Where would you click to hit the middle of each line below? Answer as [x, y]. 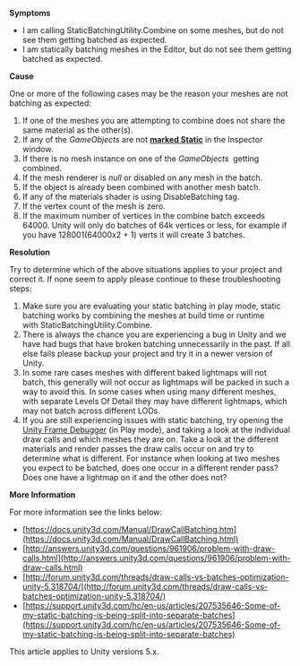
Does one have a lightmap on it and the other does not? [124, 477]
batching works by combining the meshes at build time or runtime [143, 316]
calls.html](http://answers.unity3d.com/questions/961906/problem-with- [156, 558]
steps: [21, 289]
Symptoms [30, 13]
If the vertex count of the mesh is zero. [94, 206]
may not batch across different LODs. [91, 411]
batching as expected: [51, 103]
